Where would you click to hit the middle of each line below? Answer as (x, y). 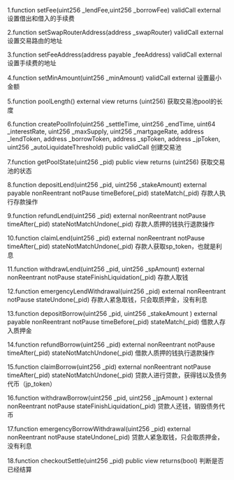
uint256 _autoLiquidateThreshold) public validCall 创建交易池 (94, 147)
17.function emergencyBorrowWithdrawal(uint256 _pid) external (99, 429)
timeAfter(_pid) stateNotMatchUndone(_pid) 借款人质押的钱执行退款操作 (111, 353)
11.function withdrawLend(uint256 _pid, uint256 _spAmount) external (106, 269)
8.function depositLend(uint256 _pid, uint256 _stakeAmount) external (107, 185)
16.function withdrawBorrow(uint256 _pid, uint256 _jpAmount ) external (110, 398)
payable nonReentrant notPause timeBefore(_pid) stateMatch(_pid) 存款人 (114, 193)
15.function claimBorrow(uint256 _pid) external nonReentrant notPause (109, 367)
